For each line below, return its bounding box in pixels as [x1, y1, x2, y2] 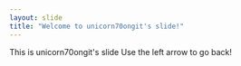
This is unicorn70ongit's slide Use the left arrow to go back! [9, 46, 233, 57]
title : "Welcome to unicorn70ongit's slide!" [9, 22, 184, 31]
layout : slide [9, 13, 63, 23]
